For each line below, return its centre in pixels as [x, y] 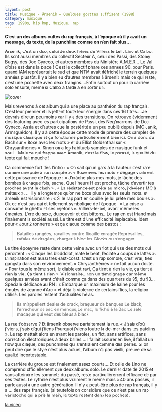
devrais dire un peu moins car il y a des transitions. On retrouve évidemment [81, 117]
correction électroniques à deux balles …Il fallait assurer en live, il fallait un [79, 339]
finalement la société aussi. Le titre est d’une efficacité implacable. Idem [77, 219]
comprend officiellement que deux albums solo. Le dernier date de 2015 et [79, 369]
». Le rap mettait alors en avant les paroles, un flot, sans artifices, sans [75, 334]
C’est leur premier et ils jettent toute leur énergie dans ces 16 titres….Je [76, 112]
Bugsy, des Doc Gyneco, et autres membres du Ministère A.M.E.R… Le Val [79, 62]
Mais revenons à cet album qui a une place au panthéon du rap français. [77, 106]
